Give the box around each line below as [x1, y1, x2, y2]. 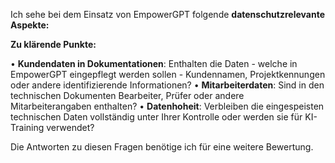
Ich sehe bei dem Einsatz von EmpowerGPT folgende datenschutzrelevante [10, 9, 325, 20]
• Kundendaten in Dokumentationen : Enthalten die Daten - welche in [10, 58, 298, 69]
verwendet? [46, 122, 95, 133]
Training [10, 122, 45, 133]
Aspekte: [10, 19, 50, 31]
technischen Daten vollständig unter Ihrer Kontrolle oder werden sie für [10, 111, 303, 123]
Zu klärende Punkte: [10, 39, 97, 50]
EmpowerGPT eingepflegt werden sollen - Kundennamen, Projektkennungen [10, 69, 326, 80]
